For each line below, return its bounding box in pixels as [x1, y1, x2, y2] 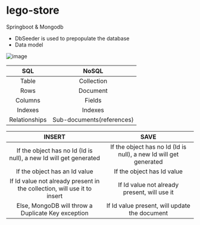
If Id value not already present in [10, 177, 100, 185]
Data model [14, 41, 43, 48]
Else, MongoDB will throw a [16, 201, 93, 210]
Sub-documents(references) [52, 115, 134, 124]
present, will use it [123, 188, 174, 196]
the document [129, 209, 168, 217]
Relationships [9, 115, 47, 124]
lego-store [6, 4, 60, 17]
